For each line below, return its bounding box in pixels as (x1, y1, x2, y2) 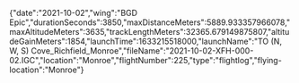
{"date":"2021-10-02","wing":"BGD (9, 8, 137, 18)
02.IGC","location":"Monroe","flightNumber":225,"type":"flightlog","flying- (9, 55, 283, 65)
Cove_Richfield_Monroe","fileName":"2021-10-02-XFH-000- (31, 46, 254, 56)
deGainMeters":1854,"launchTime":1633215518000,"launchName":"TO (9, 36, 269, 46)
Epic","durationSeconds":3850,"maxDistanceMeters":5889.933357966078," (9, 17, 291, 28)
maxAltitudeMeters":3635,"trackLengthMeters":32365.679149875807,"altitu (9, 27, 290, 37)
